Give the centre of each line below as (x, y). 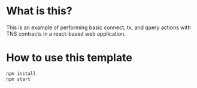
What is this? (40, 11)
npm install (21, 73)
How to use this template (69, 58)
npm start (19, 79)
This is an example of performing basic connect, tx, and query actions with (99, 27)
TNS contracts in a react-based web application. (66, 33)
